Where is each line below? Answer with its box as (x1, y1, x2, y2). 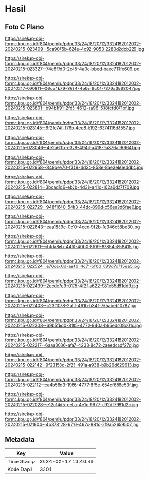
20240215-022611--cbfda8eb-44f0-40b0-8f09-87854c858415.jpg (5, 244, 139, 249)
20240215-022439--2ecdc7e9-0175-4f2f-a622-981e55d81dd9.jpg (5, 283, 139, 289)
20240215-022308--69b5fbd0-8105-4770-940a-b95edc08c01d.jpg (5, 322, 142, 328)
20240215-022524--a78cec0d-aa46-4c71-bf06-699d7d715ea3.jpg (5, 264, 140, 269)
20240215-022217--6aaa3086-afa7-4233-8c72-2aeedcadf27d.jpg (5, 342, 139, 348)
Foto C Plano (5, 23, 44, 31)
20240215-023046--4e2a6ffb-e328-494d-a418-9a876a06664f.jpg (5, 145, 141, 150)
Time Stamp (7, 458, 35, 465)
